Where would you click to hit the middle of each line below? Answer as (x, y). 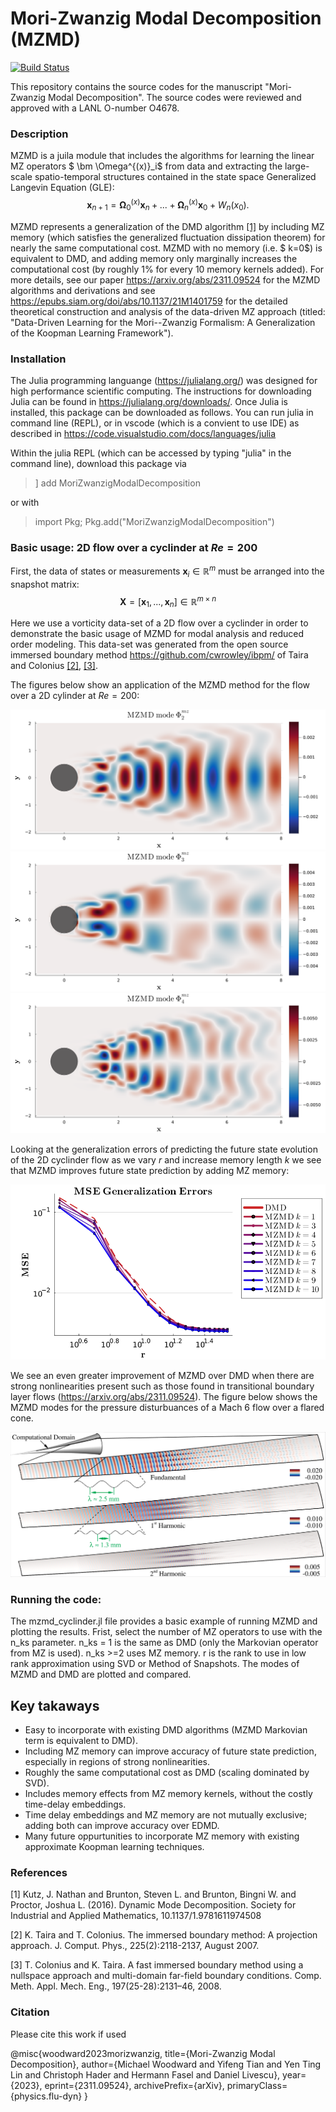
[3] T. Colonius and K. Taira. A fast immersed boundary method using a (157, 1965)
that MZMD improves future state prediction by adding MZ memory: (150, 1170)
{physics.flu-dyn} (46, 2096)
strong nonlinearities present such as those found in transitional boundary (162, 1386)
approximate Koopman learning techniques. (114, 1846)
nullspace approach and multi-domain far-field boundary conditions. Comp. (166, 1976)
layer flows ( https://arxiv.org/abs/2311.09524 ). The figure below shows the (164, 1396)
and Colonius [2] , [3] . (54, 666)
